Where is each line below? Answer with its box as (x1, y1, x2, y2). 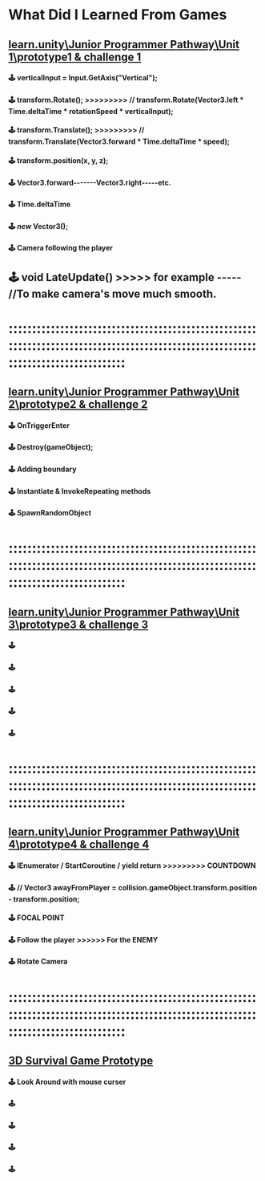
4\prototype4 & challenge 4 (8, 837, 150, 852)
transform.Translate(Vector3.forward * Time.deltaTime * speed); (8, 136, 231, 146)
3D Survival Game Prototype (8, 1053, 154, 1067)
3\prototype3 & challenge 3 (8, 617, 149, 631)
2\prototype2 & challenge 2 (8, 397, 148, 411)
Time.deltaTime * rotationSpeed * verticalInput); (8, 106, 174, 116)
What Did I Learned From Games (8, 6, 227, 24)
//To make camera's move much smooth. (8, 287, 217, 300)
